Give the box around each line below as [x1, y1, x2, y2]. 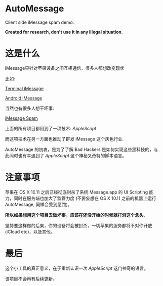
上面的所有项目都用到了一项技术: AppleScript [5, 125, 97, 131]
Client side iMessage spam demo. [5, 19, 74, 25]
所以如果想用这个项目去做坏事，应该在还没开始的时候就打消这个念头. [5, 212, 145, 218]
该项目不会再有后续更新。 [5, 276, 57, 282]
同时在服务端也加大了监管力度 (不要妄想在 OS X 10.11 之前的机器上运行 [13, 195, 157, 201]
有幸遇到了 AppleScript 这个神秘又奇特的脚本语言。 [22, 152, 127, 158]
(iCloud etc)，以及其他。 [5, 229, 55, 235]
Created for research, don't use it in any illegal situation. [5, 29, 123, 35]
